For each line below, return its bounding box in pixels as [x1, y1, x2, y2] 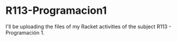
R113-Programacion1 [5, 4, 107, 17]
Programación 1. [5, 29, 45, 36]
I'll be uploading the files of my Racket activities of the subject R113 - [5, 23, 172, 30]
